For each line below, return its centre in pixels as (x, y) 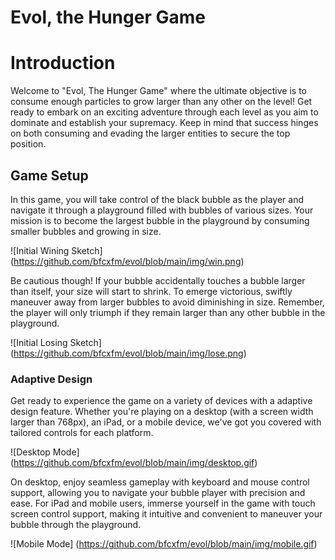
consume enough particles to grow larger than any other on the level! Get (161, 102)
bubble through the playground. (76, 525)
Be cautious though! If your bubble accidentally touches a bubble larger (158, 280)
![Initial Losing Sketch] (56, 342)
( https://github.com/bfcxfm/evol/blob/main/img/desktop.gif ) (134, 463)
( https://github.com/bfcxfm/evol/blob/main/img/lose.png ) (128, 353)
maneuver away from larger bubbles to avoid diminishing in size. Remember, (167, 302)
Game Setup (49, 175)
